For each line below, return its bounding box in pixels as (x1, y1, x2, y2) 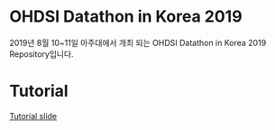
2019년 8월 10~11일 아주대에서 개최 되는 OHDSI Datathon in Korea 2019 (9, 37, 267, 48)
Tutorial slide (9, 110, 58, 121)
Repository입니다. (9, 48, 74, 60)
